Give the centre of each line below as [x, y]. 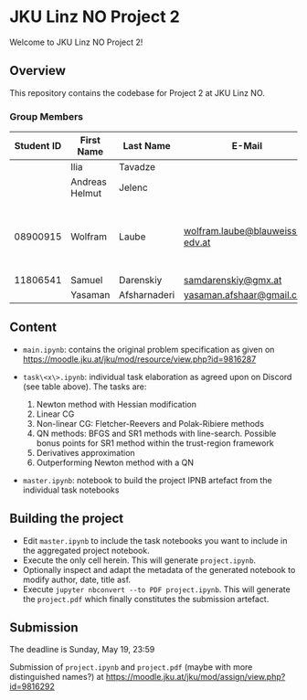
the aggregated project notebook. [86, 550]
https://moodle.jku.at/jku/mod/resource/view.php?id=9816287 [139, 359]
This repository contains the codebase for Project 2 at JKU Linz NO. [137, 92]
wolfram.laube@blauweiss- [243, 231]
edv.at [197, 242]
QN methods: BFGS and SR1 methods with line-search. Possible [156, 433]
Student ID [38, 146]
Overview [38, 71]
